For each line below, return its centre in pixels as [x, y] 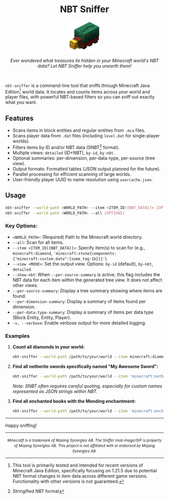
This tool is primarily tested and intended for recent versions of [78, 465]
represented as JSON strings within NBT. [55, 391]
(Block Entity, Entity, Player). [42, 317]
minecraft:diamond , [32, 253]
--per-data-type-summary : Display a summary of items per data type [83, 312]
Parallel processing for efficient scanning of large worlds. [72, 174]
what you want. [21, 103]
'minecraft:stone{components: [85, 254]
